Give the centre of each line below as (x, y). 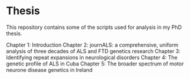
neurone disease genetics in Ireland (49, 70)
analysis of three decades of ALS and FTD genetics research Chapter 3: (93, 51)
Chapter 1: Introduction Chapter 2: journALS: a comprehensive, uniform (92, 45)
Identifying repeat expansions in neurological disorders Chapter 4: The (92, 57)
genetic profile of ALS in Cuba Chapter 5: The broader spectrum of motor (95, 64)
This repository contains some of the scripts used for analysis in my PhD (94, 27)
